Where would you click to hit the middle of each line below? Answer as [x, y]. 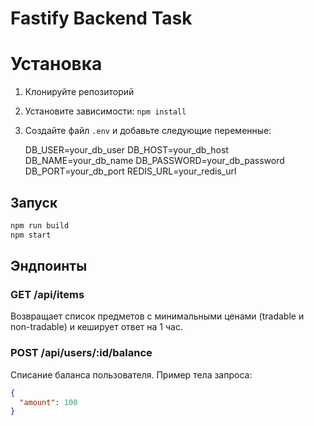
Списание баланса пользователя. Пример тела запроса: [131, 374]
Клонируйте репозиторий [79, 92]
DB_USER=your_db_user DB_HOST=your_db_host [126, 150]
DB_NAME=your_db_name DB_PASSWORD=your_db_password [154, 161]
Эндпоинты [49, 266]
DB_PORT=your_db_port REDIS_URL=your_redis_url [130, 171]
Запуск [34, 202]
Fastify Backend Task [101, 18]
